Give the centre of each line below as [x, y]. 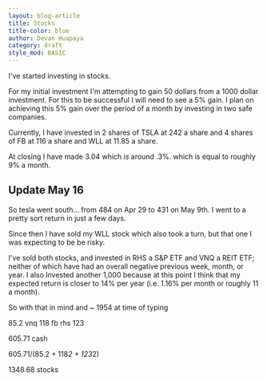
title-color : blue [39, 30]
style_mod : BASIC [37, 53]
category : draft [35, 46]
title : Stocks [32, 23]
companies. [28, 117]
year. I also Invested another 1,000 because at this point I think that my [125, 274]
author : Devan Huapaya [46, 38]
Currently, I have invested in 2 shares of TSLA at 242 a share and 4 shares [131, 132]
